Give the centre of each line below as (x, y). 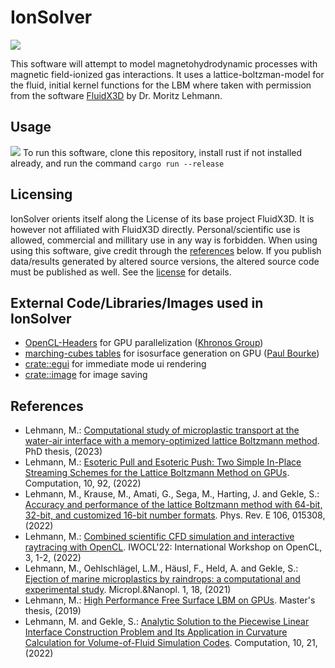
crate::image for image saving (86, 375)
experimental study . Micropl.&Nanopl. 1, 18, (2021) (128, 590)
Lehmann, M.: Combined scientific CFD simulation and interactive (159, 537)
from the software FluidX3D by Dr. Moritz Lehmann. (116, 95)
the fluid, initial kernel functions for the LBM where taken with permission (161, 85)
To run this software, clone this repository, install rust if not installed (162, 152)
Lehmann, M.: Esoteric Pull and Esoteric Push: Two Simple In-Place (163, 462)
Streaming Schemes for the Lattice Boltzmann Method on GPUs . (157, 473)
